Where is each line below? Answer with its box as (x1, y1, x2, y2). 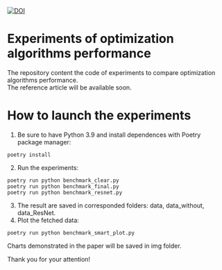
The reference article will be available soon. (7, 83, 132, 92)
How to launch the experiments (7, 108, 191, 124)
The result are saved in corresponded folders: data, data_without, (17, 201, 205, 210)
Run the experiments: (17, 163, 78, 171)
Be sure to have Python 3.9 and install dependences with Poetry (17, 130, 201, 139)
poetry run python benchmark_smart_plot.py (7, 229, 135, 236)
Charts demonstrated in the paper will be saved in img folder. (7, 242, 182, 250)
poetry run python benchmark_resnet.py (7, 189, 123, 196)
